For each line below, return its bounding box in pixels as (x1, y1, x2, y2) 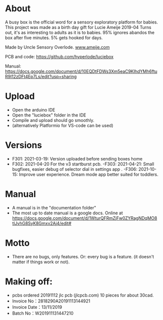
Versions (5, 140, 42, 151)
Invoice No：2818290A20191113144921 (12, 298, 91, 304)
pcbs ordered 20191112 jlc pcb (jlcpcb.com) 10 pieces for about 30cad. (12, 292, 154, 298)
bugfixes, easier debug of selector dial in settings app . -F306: (12, 166, 138, 172)
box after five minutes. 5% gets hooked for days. (5, 35, 103, 41)
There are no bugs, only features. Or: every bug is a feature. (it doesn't (12, 253, 154, 259)
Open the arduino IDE (12, 107, 55, 113)
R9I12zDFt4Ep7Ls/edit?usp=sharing (5, 73, 77, 79)
